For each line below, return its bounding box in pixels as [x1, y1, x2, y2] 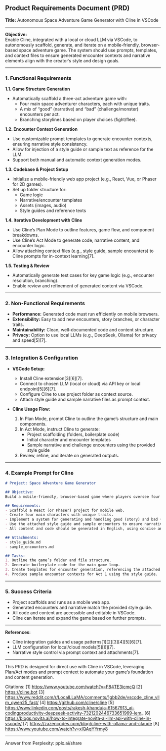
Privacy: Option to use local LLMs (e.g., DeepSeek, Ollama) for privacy [12, 332, 157, 338]
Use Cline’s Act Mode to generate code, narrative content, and [12, 237, 140, 243]
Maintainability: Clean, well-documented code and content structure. [12, 327, 155, 333]
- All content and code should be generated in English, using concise [5, 526, 156, 531]
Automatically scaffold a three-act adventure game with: [12, 96, 127, 102]
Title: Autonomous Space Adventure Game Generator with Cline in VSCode [5, 17, 159, 23]
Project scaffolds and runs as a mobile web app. [12, 599, 111, 605]
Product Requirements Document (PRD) [5, 4, 130, 12]
